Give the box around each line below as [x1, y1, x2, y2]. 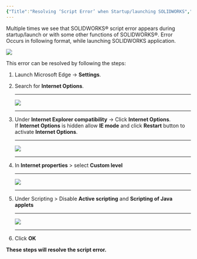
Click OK [14, 234, 36, 241]
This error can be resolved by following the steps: [6, 59, 126, 66]
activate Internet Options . [14, 128, 78, 135]
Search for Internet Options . [14, 82, 84, 89]
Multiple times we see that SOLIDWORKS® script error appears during [6, 25, 175, 32]
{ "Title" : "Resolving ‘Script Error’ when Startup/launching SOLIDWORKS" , [6, 8, 191, 15]
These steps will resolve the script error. [6, 246, 107, 253]
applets [14, 201, 34, 208]
